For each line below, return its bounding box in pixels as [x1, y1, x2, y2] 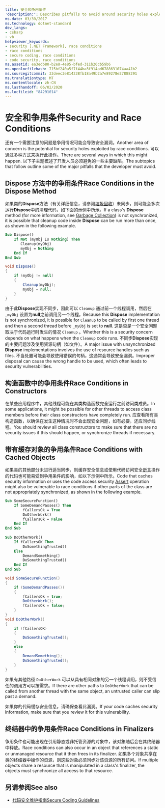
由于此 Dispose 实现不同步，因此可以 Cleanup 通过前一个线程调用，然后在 [5, 306, 152, 311]
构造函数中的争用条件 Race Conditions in [5, 379, 129, 387]
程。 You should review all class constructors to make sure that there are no [5, 424, 158, 430]
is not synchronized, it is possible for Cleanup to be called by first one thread [5, 317, 160, 323]
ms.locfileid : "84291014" [5, 89, 58, 94]
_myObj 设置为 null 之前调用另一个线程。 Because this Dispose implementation [5, 311, 160, 317]
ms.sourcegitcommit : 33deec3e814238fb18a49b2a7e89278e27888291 [5, 71, 137, 76]
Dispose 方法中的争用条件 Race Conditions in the [5, 179, 155, 187]
